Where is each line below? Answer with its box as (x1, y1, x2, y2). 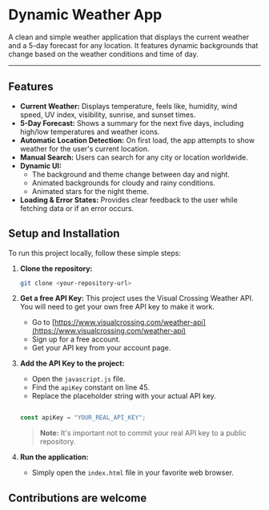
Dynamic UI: (19, 160, 62, 170)
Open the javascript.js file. (31, 374, 126, 384)
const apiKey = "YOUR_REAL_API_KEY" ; (19, 414, 147, 422)
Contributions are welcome (8, 491, 147, 504)
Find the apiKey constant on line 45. (31, 382, 151, 392)
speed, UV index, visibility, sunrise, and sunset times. (19, 110, 196, 119)
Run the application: (19, 452, 90, 462)
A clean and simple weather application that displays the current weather (8, 32, 250, 42)
